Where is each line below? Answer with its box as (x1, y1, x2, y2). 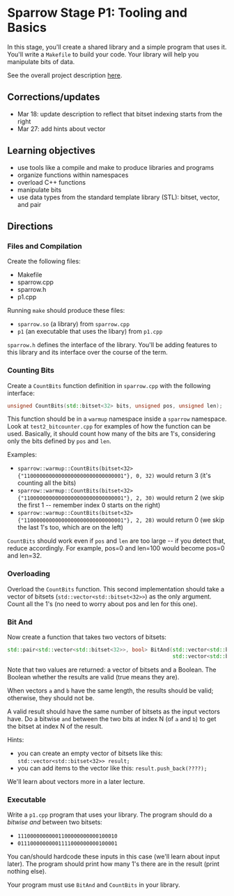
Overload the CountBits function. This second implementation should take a (7, 585, 225, 593)
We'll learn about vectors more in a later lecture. (7, 777, 145, 785)
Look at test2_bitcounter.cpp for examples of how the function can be (7, 422, 211, 431)
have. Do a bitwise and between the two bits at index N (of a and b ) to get (7, 714, 217, 723)
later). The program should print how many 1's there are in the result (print (7, 860, 219, 868)
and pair (17, 200, 42, 208)
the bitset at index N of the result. (7, 722, 103, 730)
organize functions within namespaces (17, 171, 129, 179)
